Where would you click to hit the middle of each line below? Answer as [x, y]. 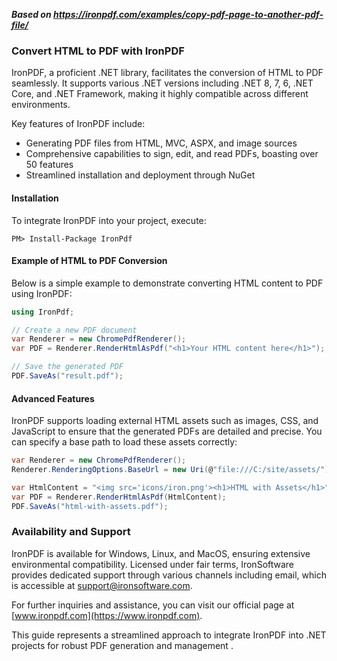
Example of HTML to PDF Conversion [89, 261]
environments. [41, 105]
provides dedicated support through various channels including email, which [169, 575]
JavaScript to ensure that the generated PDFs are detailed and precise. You [167, 431]
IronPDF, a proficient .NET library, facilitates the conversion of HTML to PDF [167, 73]
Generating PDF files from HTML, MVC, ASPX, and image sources [161, 143]
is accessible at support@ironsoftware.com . [102, 585]
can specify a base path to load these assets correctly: [124, 442]
